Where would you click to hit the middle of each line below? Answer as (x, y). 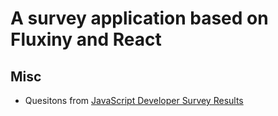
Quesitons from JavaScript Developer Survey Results (134, 100)
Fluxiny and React (86, 39)
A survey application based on (139, 18)
